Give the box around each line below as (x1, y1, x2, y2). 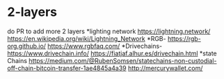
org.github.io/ (7, 42, 47, 50)
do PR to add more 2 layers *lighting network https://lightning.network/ (7, 27, 211, 35)
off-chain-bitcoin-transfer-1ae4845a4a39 (7, 64, 127, 72)
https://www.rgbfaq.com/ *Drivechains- (47, 42, 163, 50)
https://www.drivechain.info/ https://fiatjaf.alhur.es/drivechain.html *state (7, 49, 217, 58)
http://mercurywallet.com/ (127, 64, 203, 72)
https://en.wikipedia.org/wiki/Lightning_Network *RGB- (7, 34, 166, 42)
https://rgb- (167, 34, 202, 42)
